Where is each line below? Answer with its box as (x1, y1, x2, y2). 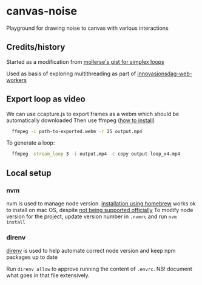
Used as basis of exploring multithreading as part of (6, 70, 136, 77)
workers (6, 76, 27, 83)
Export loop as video (6, 94, 86, 105)
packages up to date (6, 253, 58, 261)
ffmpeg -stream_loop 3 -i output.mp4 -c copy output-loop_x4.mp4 (12, 151, 181, 157)
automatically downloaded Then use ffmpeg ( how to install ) (6, 117, 155, 124)
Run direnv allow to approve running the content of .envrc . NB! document (6, 266, 192, 273)
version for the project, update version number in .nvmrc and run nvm (6, 213, 177, 220)
